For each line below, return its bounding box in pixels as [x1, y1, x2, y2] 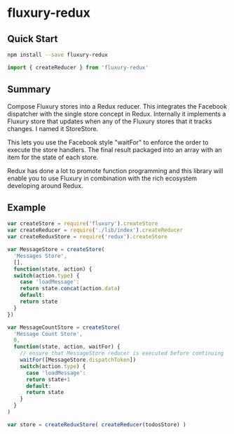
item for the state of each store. [7, 153, 99, 161]
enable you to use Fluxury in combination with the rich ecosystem [7, 174, 198, 182]
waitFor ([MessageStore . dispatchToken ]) [20, 356, 137, 363]
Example [7, 201, 46, 213]
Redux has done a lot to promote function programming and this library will [7, 166, 223, 175]
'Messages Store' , [13, 252, 68, 259]
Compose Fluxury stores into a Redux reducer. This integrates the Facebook [7, 102, 228, 110]
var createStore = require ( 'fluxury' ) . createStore [7, 220, 158, 227]
